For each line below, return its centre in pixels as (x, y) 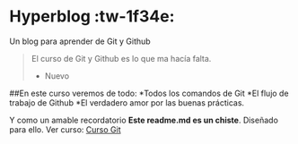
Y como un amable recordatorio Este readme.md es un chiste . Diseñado (144, 120)
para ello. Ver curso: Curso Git (65, 129)
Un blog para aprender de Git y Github (80, 41)
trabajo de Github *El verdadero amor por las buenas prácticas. (127, 102)
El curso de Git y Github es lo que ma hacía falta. (121, 58)
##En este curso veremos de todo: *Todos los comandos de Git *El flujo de (149, 93)
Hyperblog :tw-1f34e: (92, 17)
